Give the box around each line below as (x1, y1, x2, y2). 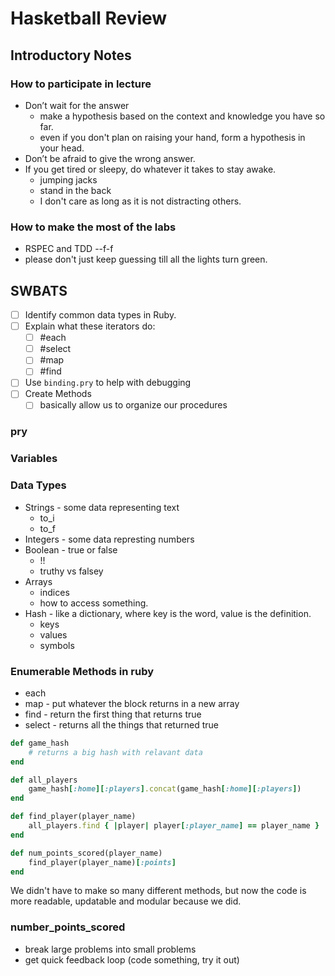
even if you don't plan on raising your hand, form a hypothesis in (39, 131, 306, 143)
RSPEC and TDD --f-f (24, 243, 114, 255)
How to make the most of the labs (10, 220, 177, 234)
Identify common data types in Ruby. (24, 308, 177, 321)
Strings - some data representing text (24, 501, 180, 513)
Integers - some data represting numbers (24, 533, 195, 545)
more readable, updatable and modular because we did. (10, 895, 242, 907)
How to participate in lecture (10, 77, 152, 91)
